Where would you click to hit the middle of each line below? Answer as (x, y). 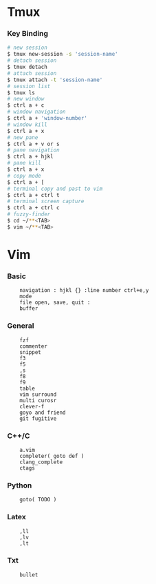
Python (20, 485)
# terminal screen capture (46, 201)
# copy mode (24, 176)
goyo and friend (43, 413)
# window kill (27, 125)
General (21, 326)
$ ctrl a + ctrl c (33, 208)
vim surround (38, 394)
